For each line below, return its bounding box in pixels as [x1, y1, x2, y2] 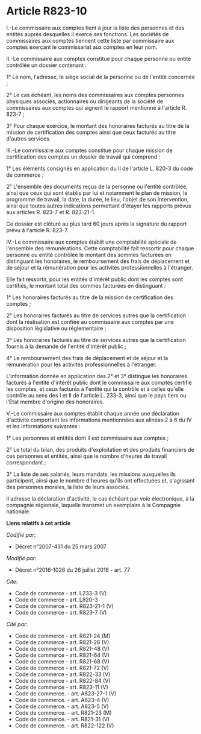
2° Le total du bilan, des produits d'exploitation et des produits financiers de [6, 446, 194, 453]
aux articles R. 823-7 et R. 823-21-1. [6, 208, 96, 215]
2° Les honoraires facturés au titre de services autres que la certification [6, 312, 187, 319]
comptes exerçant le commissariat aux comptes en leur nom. [6, 43, 158, 51]
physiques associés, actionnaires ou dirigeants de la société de [6, 98, 164, 105]
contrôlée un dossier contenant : [6, 62, 87, 69]
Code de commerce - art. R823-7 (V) [14, 609, 107, 616]
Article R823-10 [6, 4, 87, 18]
